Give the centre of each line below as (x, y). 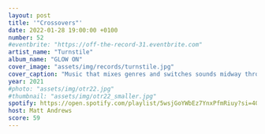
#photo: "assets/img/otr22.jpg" (61, 89)
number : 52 (26, 37)
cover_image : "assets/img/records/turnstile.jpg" (91, 67)
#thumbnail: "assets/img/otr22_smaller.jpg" (82, 96)
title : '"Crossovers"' (45, 23)
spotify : (22, 103)
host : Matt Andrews (40, 111)
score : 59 (24, 118)
